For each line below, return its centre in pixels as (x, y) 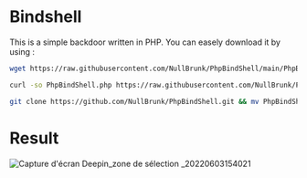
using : (22, 51)
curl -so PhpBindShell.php (61, 85)
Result (34, 138)
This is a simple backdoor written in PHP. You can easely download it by (145, 42)
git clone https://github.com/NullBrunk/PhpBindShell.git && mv (134, 101)
